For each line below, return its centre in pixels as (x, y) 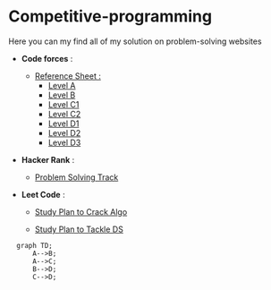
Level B (62, 95)
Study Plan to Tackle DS (79, 229)
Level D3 (64, 142)
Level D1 (64, 124)
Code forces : (47, 58)
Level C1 (64, 104)
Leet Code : (43, 194)
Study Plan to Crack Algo (81, 211)
